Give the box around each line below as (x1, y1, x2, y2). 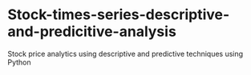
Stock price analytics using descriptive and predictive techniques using (7, 49, 244, 58)
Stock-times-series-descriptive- (7, 6, 230, 24)
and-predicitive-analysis (7, 22, 177, 41)
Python (7, 57, 31, 67)
